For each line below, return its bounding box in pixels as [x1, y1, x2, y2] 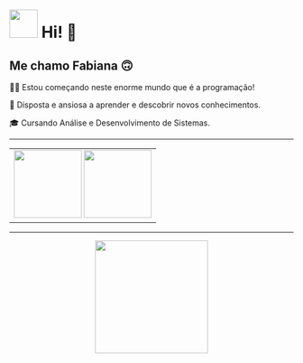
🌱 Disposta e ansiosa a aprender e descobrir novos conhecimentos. [9, 99, 262, 110]
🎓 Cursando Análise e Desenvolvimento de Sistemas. [9, 117, 210, 128]
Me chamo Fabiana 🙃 [9, 58, 133, 73]
